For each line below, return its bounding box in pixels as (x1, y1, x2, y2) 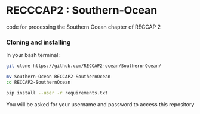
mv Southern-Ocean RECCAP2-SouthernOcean (6, 74, 111, 80)
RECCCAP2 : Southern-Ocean (6, 4, 158, 17)
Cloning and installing (6, 38, 71, 46)
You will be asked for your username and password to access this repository (6, 100, 195, 107)
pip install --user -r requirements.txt (6, 90, 109, 96)
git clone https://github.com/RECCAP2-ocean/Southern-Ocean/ (6, 63, 162, 69)
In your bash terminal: (6, 52, 60, 59)
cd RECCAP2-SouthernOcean (6, 79, 70, 85)
